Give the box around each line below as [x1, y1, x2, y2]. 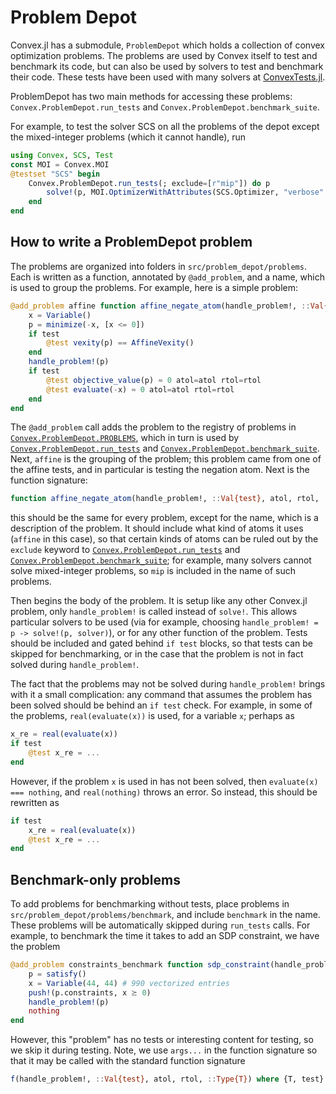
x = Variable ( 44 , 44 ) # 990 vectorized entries [28, 978, 230, 988]
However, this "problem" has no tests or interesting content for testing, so [10, 1034, 314, 1046]
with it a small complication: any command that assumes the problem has [10, 689, 313, 701]
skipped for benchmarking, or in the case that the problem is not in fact [10, 648, 304, 660]
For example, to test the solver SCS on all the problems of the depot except [10, 120, 320, 132]
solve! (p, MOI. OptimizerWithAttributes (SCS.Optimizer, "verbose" [46, 187, 325, 198]
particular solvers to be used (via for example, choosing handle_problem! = [10, 616, 319, 628]
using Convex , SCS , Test [10, 150, 114, 160]
